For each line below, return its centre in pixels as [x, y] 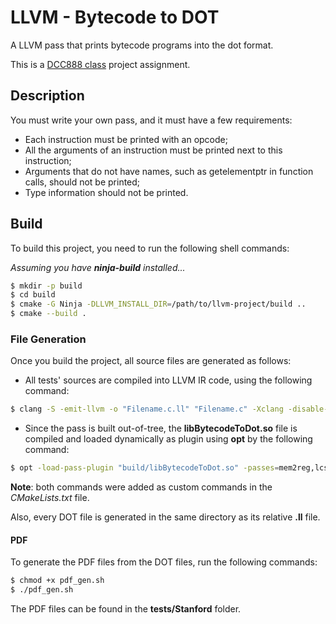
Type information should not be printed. [106, 192]
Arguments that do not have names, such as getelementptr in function [169, 171]
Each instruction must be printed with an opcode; [126, 139]
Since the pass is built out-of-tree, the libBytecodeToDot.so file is [161, 428]
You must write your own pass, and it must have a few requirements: [151, 120]
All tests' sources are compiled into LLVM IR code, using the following [168, 380]
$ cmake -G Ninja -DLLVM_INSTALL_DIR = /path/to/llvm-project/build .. [158, 304]
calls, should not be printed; [82, 182]
